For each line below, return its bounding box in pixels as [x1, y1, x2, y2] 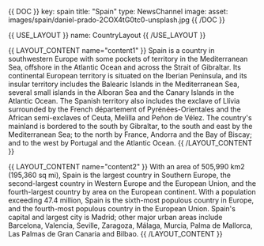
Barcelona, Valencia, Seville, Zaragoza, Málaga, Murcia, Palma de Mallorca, [8, 221, 253, 230]
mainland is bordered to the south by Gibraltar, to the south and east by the [8, 122, 253, 131]
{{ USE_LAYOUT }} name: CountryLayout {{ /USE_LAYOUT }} [8, 31, 206, 40]
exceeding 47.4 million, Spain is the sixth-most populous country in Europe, [8, 195, 255, 205]
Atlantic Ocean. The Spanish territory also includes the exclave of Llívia [8, 97, 240, 105]
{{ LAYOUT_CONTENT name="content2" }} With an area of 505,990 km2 [8, 162, 245, 171]
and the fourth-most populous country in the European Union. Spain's [8, 204, 236, 213]
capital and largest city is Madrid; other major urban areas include [8, 213, 223, 221]
